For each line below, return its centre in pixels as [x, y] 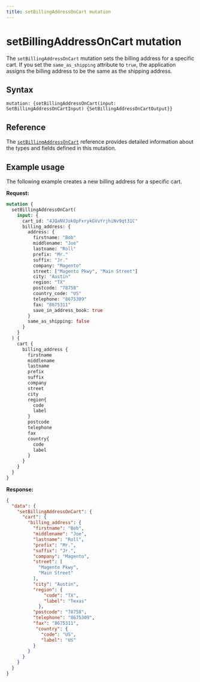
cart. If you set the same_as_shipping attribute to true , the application [91, 64]
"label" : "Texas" [65, 601]
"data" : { [24, 506]
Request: [18, 193]
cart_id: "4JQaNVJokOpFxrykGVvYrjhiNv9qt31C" [80, 221]
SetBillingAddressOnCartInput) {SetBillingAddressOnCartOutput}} [89, 109]
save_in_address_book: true [68, 310]
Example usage [35, 167]
